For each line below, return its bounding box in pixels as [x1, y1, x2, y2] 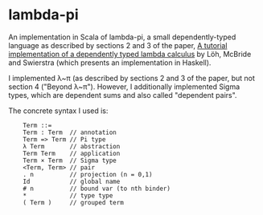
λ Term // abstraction [23, 142, 121, 150]
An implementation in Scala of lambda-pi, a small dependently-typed [8, 32, 236, 42]
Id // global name [23, 177, 121, 185]
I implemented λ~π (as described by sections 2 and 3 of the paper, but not [8, 73, 256, 83]
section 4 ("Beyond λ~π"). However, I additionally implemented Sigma [8, 82, 240, 91]
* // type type [23, 191, 113, 200]
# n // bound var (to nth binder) [23, 185, 171, 193]
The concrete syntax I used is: [8, 106, 109, 116]
